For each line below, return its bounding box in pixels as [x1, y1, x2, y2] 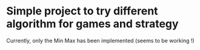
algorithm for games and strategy [6, 17, 179, 31]
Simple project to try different [6, 4, 159, 18]
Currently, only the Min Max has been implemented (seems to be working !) [6, 37, 195, 44]
